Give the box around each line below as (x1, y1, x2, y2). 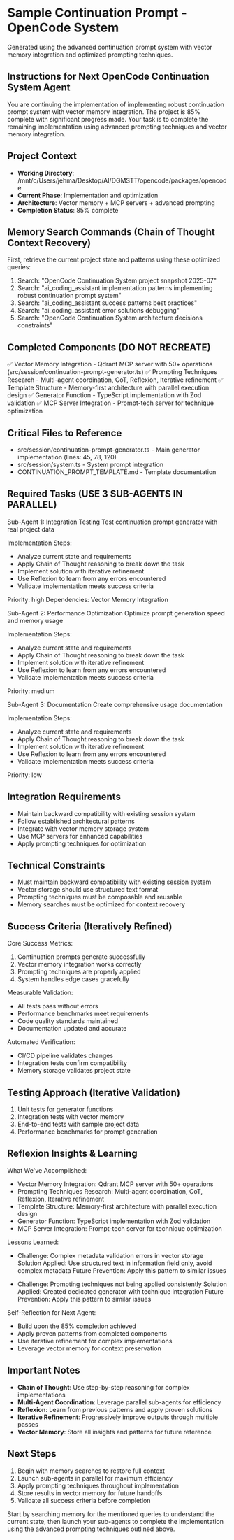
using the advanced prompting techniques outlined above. (7, 1525, 175, 1533)
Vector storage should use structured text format (17, 885, 159, 894)
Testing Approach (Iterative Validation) (7, 1086, 180, 1099)
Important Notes (7, 1364, 80, 1376)
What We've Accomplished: (7, 1166, 87, 1174)
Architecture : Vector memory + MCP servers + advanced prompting (17, 198, 215, 207)
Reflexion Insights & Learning (7, 1148, 138, 1160)
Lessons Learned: (7, 1238, 59, 1246)
